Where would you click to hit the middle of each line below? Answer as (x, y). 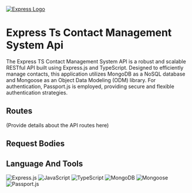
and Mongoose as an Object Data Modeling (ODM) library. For (81, 80)
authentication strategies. (37, 92)
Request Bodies (36, 144)
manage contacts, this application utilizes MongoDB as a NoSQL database (96, 74)
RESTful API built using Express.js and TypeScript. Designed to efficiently (95, 67)
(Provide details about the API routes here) (58, 125)
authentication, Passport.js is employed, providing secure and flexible (90, 86)
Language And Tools (45, 163)
